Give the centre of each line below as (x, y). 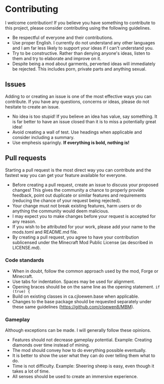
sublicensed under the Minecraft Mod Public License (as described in (82, 242)
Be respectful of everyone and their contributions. (63, 37)
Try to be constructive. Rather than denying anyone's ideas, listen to (81, 53)
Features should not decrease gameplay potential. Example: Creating (82, 340)
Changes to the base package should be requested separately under (82, 301)
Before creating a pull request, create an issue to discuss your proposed (85, 185)
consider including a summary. (43, 137)
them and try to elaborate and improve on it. (57, 58)
